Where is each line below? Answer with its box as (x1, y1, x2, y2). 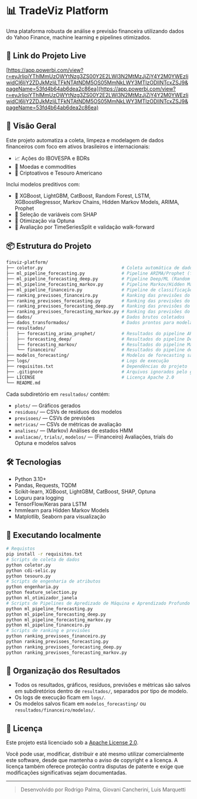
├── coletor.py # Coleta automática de (6, 265, 180, 271)
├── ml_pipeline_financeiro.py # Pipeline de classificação (6, 287, 193, 293)
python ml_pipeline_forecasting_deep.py (6, 611, 107, 617)
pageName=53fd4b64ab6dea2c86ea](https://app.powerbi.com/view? (6, 85, 176, 92)
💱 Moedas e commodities (14, 163, 76, 170)
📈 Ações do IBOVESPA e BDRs (14, 155, 90, 162)
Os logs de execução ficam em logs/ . (14, 694, 106, 701)
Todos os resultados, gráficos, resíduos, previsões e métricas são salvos (14, 681, 191, 688)
